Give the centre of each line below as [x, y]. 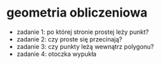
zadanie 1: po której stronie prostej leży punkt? [83, 32]
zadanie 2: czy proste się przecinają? [69, 39]
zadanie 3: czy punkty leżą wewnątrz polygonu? [85, 46]
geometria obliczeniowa [77, 13]
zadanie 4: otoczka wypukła [56, 54]
